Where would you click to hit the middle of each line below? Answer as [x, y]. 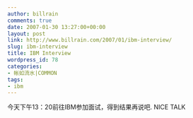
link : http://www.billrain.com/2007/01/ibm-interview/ [90, 40]
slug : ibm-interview [38, 47]
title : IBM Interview [39, 54]
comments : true [30, 20]
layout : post [27, 34]
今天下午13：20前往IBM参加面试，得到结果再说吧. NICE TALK [96, 107]
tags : [15, 79]
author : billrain [33, 14]
